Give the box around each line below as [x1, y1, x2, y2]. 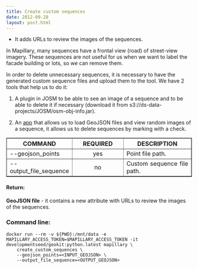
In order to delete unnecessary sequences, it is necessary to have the [6, 71, 176, 78]
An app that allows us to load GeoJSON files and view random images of [14, 119, 192, 126]
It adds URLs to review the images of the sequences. [14, 36, 143, 43]
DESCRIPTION [137, 140, 178, 148]
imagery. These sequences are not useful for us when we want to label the [6, 54, 187, 61]
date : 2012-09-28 [6, 14, 49, 20]
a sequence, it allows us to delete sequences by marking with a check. [14, 125, 187, 133]
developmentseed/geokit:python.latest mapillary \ [6, 241, 133, 248]
